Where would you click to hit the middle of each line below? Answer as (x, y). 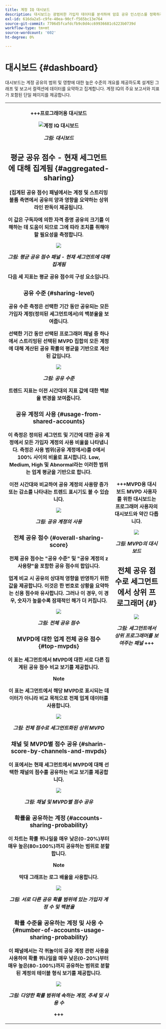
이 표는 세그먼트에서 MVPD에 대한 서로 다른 (56, 660)
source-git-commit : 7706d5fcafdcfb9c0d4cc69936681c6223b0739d (70, 24)
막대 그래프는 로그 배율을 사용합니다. (59, 877)
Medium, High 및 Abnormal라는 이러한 (53, 465)
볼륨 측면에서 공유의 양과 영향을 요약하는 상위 (59, 200)
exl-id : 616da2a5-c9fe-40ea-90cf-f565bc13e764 (54, 19)
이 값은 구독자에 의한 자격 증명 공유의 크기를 (56, 220)
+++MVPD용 (131, 484)
